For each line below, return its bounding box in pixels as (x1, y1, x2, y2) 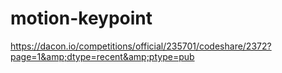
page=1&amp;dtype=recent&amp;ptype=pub (10, 50, 195, 62)
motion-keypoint (10, 7, 153, 30)
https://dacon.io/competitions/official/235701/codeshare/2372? (10, 40, 272, 52)
